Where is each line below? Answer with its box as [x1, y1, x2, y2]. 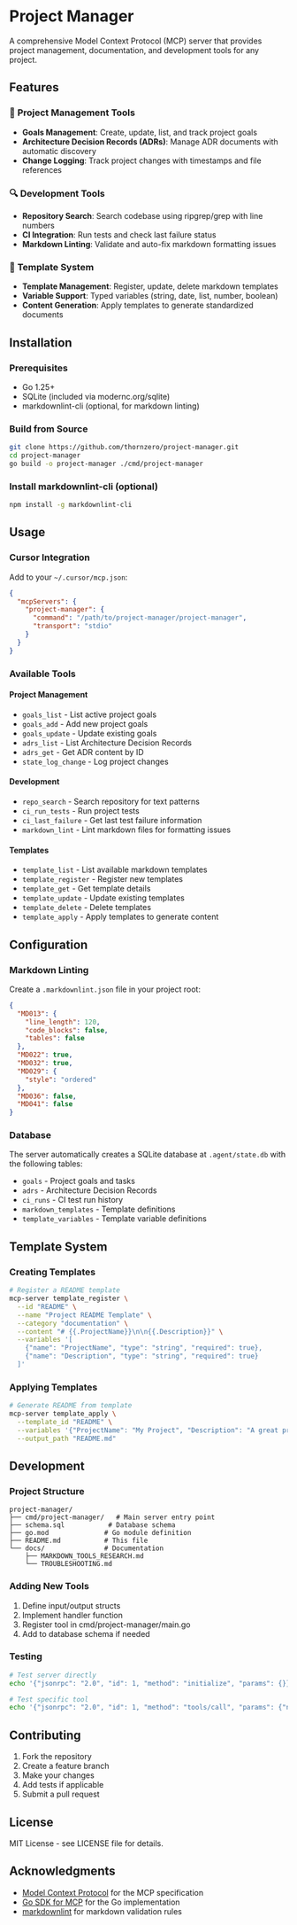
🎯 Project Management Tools [9, 106, 135, 119]
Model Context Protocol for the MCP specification [21, 1887, 204, 1898]
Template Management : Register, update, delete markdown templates [21, 281, 278, 292]
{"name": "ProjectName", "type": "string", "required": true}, [25, 1344, 263, 1352]
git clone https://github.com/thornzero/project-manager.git [9, 443, 240, 452]
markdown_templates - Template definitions [21, 1204, 176, 1215]
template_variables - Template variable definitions [21, 1213, 208, 1224]
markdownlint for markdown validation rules [21, 1906, 183, 1916]
